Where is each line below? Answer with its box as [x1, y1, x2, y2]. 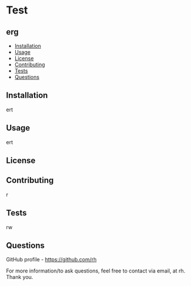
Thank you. [6, 274, 33, 281]
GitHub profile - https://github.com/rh [6, 256, 97, 263]
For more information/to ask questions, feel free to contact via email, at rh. [6, 267, 186, 274]
